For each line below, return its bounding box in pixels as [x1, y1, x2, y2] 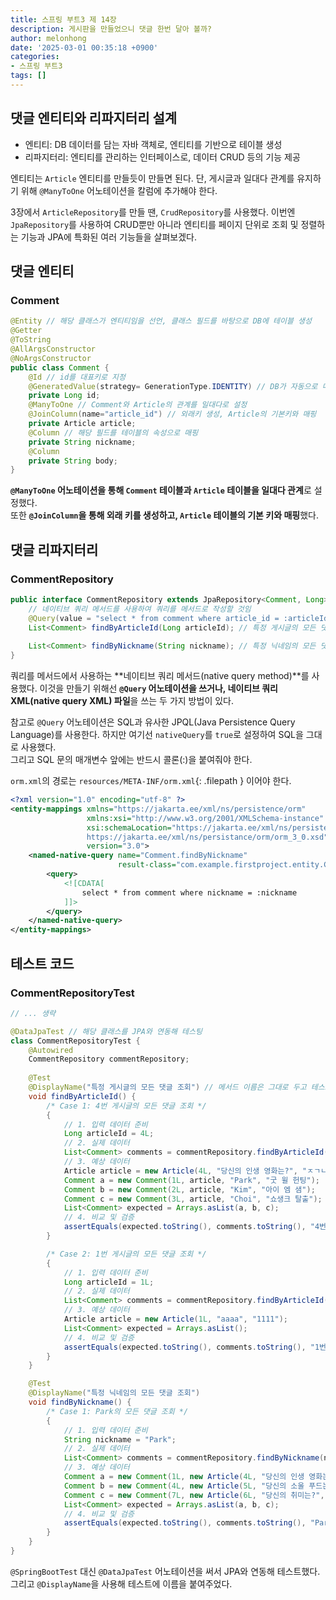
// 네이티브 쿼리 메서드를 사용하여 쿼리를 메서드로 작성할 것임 [28, 604, 252, 614]
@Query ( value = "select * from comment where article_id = [28, 613, 280, 623]
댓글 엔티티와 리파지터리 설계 [10, 110, 178, 127]
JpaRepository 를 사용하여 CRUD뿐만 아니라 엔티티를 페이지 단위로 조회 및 [10, 218, 299, 230]
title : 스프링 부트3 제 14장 [10, 14, 117, 25]
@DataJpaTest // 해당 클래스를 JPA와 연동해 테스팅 [10, 1026, 203, 1036]
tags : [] [10, 71, 47, 81]
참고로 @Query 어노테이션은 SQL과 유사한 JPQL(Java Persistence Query [10, 716, 296, 728]
